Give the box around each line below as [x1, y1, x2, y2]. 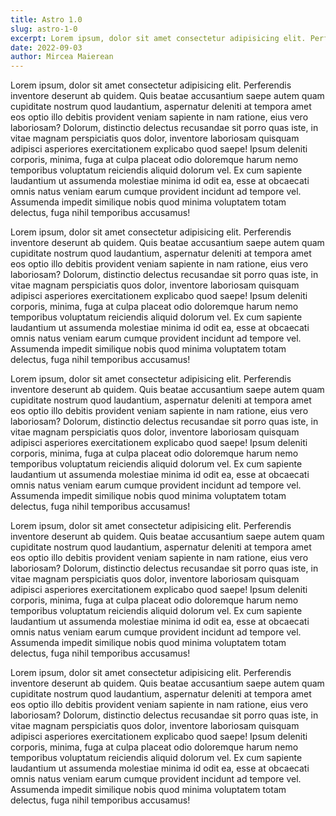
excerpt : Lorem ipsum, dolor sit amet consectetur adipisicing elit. [10, 33, 307, 43]
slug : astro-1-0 [10, 24, 78, 34]
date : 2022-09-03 [10, 42, 83, 53]
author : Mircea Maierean [10, 52, 114, 62]
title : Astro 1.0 [10, 14, 83, 25]
